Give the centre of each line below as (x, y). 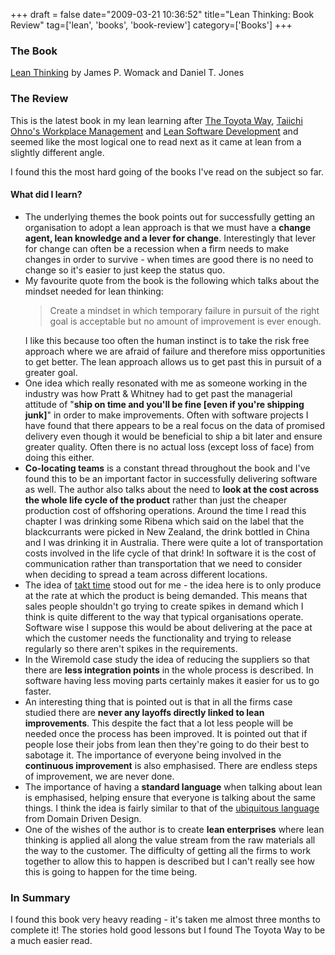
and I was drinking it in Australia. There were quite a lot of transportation (173, 542)
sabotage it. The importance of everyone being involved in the (153, 755)
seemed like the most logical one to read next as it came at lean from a (156, 141)
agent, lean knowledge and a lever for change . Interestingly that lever (170, 238)
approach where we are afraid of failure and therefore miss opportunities (175, 351)
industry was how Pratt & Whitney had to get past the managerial (158, 393)
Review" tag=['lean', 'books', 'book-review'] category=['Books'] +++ (151, 25)
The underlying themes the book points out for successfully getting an (170, 216)
